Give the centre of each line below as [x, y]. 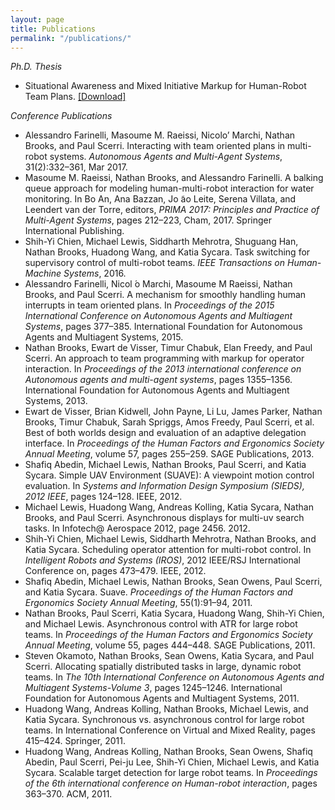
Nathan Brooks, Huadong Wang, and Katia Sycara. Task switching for [167, 252]
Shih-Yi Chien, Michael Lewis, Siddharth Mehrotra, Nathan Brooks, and [170, 539]
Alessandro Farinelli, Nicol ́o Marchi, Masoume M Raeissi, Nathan [158, 284]
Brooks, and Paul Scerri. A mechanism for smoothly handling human [165, 295]
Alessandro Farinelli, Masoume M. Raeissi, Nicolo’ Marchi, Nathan [160, 135]
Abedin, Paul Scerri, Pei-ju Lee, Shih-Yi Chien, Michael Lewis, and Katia [172, 762]
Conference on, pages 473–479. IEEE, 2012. [115, 571]
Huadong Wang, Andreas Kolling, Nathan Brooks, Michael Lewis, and [166, 709]
